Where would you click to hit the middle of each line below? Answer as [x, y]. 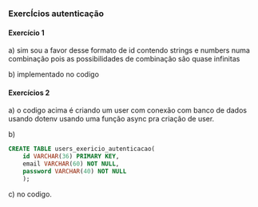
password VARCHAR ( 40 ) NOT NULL [75, 171]
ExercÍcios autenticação [56, 14]
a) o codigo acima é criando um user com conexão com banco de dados [128, 110]
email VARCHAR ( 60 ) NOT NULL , [71, 164]
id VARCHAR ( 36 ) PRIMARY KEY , [71, 157]
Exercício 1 [27, 33]
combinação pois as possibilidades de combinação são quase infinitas [124, 59]
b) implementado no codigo [54, 74]
